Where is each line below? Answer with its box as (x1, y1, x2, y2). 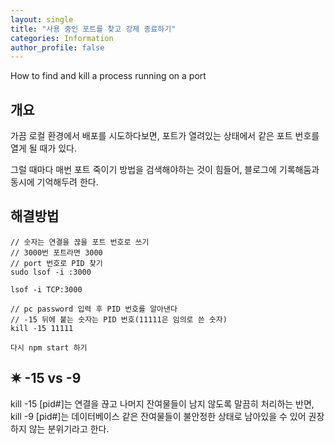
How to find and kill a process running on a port (10, 70, 207, 82)
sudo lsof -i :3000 (10, 267, 92, 277)
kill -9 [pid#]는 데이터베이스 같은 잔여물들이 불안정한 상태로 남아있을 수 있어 (10, 410, 307, 422)
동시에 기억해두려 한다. (10, 176, 99, 188)
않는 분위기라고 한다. (28, 422, 110, 435)
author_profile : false (10, 42, 105, 53)
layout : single (10, 14, 74, 25)
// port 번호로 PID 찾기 (10, 258, 103, 268)
